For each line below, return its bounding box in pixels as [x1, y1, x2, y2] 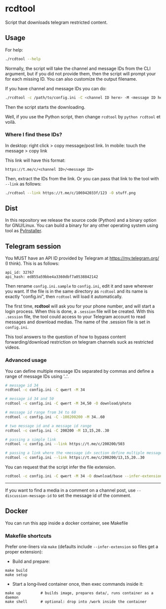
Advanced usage [5, 357, 47, 364]
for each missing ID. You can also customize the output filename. [5, 76, 137, 82]
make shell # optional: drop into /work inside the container [5, 600, 147, 605]
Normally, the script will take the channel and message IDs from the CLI [5, 65, 151, 71]
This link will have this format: [5, 157, 66, 163]
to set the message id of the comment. [52, 492, 132, 498]
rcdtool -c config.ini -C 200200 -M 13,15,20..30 [5, 428, 110, 433]
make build [5, 568, 28, 573]
